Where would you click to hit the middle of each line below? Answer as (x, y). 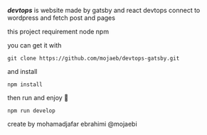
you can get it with (34, 45)
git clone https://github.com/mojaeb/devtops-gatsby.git (94, 58)
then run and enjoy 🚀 (38, 98)
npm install (25, 85)
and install (22, 71)
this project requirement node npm (58, 32)
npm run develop (31, 111)
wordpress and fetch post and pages (62, 18)
